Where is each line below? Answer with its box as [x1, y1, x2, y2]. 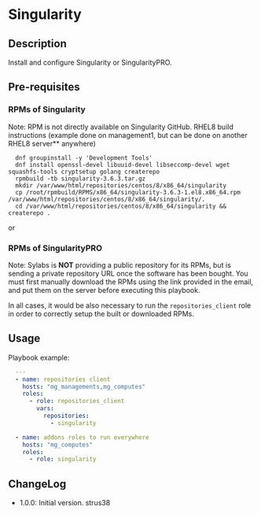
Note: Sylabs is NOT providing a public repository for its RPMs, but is [8, 260, 232, 269]
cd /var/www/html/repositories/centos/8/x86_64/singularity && [15, 202, 226, 210]
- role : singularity [28, 455, 97, 464]
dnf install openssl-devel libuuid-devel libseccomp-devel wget [15, 161, 230, 168]
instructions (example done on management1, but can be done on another [8, 130, 248, 139]
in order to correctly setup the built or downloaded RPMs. [8, 309, 194, 318]
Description [8, 37, 67, 50]
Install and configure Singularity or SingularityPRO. [8, 57, 172, 67]
